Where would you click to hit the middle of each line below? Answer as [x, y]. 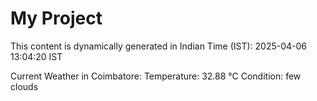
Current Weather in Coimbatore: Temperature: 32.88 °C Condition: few [156, 76]
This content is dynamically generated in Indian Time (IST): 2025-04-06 [159, 46]
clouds [24, 86]
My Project [56, 18]
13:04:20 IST [36, 56]
